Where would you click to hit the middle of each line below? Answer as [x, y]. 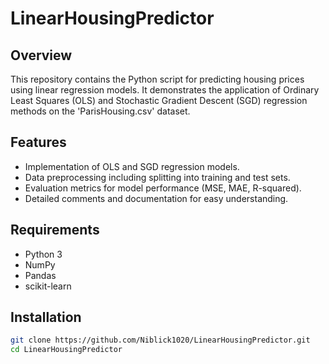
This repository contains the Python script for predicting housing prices [157, 79]
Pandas [40, 275]
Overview [41, 55]
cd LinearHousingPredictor [66, 350]
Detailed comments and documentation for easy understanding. [156, 198]
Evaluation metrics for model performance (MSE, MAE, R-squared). [163, 188]
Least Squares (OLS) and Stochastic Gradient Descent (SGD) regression [159, 100]
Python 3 [43, 254]
